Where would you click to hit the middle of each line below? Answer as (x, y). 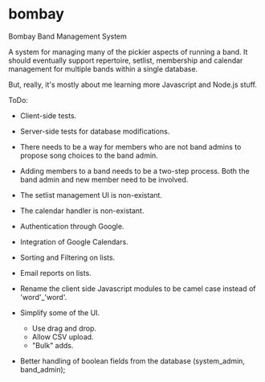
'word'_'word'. (43, 297)
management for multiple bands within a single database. (103, 68)
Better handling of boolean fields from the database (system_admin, (132, 361)
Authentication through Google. (72, 226)
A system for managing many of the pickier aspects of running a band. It (128, 51)
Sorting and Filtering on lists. (67, 257)
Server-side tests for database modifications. (95, 131)
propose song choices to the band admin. (89, 155)
